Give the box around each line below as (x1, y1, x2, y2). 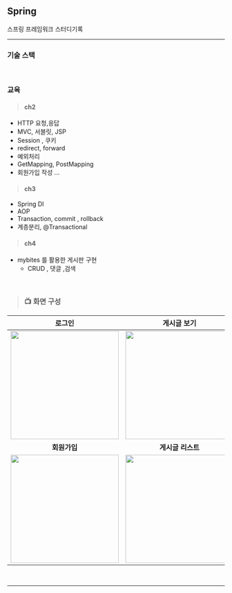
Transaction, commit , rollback (17, 215, 104, 223)
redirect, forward (17, 144, 66, 152)
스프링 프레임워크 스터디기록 (7, 24, 84, 33)
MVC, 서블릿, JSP (17, 127, 67, 136)
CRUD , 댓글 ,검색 (27, 264, 76, 272)
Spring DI (17, 200, 44, 209)
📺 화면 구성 (23, 296, 61, 306)
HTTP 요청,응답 (17, 119, 60, 127)
